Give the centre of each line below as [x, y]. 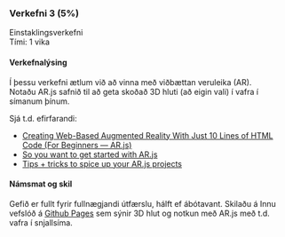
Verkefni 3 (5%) [44, 13]
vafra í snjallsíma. [41, 222]
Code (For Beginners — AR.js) [77, 145]
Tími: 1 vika [30, 42]
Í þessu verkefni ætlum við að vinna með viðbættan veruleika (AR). [131, 82]
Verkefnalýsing [38, 62]
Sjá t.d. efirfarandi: [43, 118]
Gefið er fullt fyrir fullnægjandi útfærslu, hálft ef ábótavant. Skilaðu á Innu [143, 203]
